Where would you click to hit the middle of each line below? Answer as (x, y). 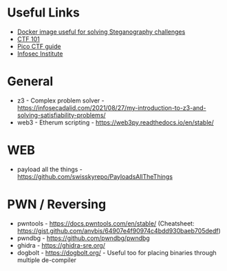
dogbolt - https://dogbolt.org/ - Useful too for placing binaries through (117, 252)
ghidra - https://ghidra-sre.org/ (61, 245)
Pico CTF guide (39, 46)
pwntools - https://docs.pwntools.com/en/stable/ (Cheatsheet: (106, 223)
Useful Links (44, 13)
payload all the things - (50, 169)
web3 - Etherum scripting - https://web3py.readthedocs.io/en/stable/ (116, 122)
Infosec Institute (40, 54)
